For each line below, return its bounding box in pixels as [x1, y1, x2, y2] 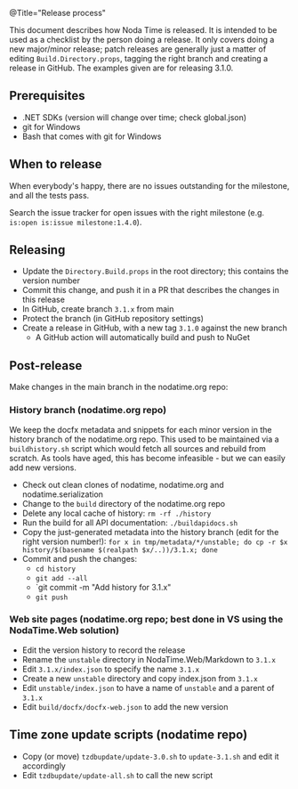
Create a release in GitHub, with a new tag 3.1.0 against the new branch [21, 322, 287, 333]
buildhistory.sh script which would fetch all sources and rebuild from [9, 443, 267, 453]
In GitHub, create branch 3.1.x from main [21, 304, 174, 314]
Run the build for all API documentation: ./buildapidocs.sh [21, 517, 238, 528]
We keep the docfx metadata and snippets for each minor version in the [9, 424, 272, 435]
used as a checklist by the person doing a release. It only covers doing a [9, 35, 275, 45]
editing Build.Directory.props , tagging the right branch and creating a [9, 53, 269, 63]
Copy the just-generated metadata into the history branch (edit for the [21, 526, 279, 537]
